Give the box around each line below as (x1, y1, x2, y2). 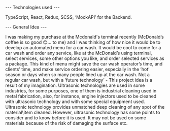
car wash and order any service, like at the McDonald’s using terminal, (5, 50, 152, 56)
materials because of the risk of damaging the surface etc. (5, 120, 128, 126)
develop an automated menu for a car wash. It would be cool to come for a (5, 45, 161, 50)
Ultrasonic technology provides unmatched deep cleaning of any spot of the (5, 104, 165, 110)
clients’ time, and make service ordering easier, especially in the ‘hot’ (5, 66, 150, 72)
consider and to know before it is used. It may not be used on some (5, 115, 146, 121)
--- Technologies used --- (5, 5, 60, 10)
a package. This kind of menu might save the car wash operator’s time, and (5, 61, 163, 67)
